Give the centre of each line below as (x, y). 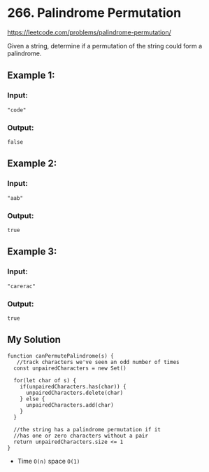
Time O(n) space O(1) (49, 461)
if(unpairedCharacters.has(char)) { (73, 386)
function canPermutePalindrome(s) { (60, 356)
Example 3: (32, 251)
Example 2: (32, 164)
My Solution (34, 340)
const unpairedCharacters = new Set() (70, 368)
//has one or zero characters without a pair (81, 436)
